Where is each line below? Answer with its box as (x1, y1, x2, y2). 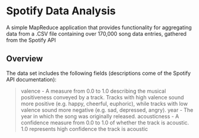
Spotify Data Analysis (6, 4, 116, 18)
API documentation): (6, 76, 57, 83)
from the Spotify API (6, 36, 57, 43)
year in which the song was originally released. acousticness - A (20, 112, 179, 120)
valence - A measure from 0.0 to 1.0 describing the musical (20, 87, 166, 95)
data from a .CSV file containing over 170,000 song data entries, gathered (6, 30, 186, 37)
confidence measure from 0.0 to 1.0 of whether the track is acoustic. (20, 119, 189, 126)
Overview (6, 54, 43, 64)
